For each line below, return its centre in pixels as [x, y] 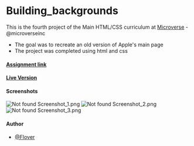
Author [15, 124]
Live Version [22, 78]
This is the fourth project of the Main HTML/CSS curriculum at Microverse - [97, 27]
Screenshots [22, 91]
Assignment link [26, 64]
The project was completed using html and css [71, 50]
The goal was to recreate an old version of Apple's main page [89, 45]
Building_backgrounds [62, 11]
